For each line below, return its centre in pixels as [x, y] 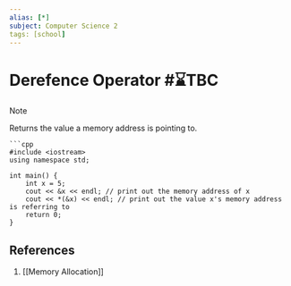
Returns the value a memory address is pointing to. [103, 128]
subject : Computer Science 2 [64, 26]
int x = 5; [46, 184]
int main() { [34, 176]
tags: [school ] [38, 34]
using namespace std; [50, 160]
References [42, 250]
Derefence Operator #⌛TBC [114, 80]
